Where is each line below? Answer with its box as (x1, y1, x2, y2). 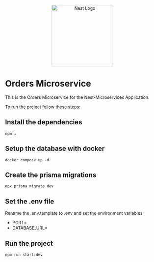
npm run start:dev (5, 252, 43, 257)
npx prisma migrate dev (5, 184, 54, 189)
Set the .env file (5, 197, 54, 205)
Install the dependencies (5, 118, 82, 126)
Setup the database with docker (5, 145, 105, 153)
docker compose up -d (5, 157, 50, 162)
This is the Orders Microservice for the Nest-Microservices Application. (5, 94, 150, 100)
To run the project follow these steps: (5, 104, 81, 110)
